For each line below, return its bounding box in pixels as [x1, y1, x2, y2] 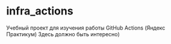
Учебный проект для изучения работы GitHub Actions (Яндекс [6, 24, 166, 31]
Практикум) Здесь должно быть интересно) [6, 30, 120, 37]
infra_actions [6, 4, 73, 18]
